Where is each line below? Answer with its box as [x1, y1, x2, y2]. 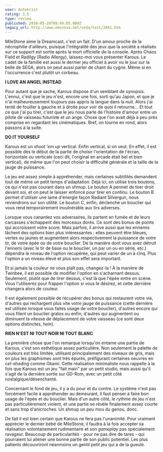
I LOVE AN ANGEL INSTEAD [5, 79, 62, 85]
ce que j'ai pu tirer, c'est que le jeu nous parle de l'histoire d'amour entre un [5, 109, 157, 115]
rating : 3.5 [5, 12, 29, 17]
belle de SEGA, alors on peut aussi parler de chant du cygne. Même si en [5, 64, 151, 71]
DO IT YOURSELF [5, 134, 40, 140]
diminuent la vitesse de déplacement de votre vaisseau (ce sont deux [5, 316, 145, 322]
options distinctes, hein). [5, 321, 54, 327]
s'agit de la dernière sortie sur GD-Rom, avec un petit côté [5, 371, 122, 377]
